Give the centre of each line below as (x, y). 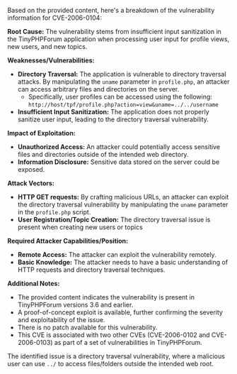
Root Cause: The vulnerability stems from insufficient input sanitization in (114, 32)
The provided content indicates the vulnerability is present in (106, 297)
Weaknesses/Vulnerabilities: (51, 60)
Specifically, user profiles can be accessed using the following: (120, 97)
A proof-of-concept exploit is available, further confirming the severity (120, 312)
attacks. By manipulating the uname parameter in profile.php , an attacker (123, 82)
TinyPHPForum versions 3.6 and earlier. (75, 305)
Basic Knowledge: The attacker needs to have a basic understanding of (123, 262)
